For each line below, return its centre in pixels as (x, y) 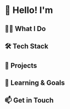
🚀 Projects (21, 66)
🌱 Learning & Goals (35, 83)
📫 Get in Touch (29, 100)
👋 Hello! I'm (29, 10)
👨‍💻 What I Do (25, 29)
